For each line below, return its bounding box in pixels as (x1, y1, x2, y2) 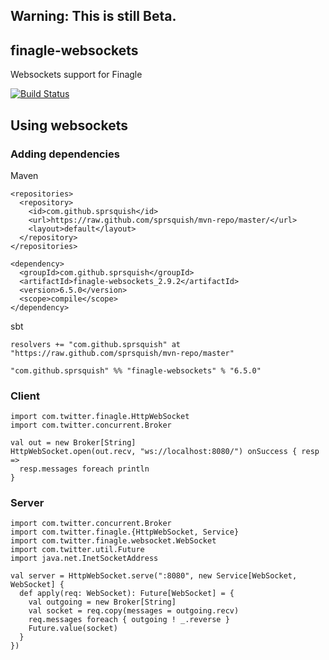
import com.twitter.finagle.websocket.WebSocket (10, 536, 217, 546)
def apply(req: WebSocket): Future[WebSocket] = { (19, 589, 235, 599)
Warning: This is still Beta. (10, 8, 177, 25)
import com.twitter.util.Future (10, 545, 145, 555)
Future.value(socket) (28, 624, 118, 634)
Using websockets (10, 117, 128, 134)
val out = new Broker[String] (10, 438, 137, 448)
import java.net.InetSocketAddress (10, 554, 159, 564)
